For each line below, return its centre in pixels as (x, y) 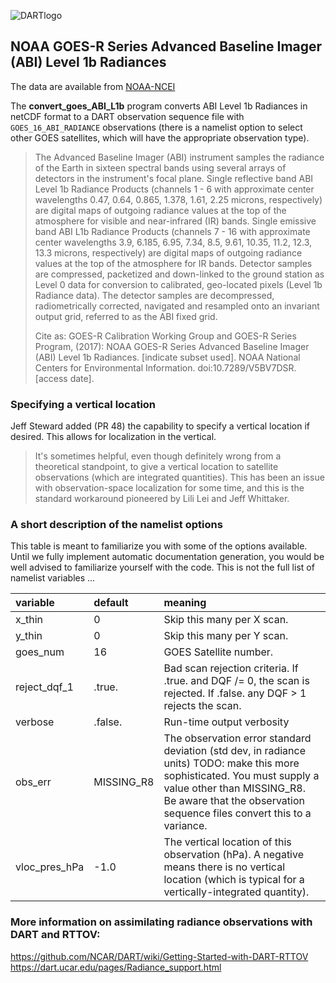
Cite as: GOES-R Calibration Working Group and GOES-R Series (165, 336)
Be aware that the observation (234, 801)
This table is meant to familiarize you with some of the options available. (159, 546)
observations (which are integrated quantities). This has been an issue (179, 477)
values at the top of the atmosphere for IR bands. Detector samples (173, 263)
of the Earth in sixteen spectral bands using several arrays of (160, 167)
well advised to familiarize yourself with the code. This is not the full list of (162, 567)
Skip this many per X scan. (226, 620)
